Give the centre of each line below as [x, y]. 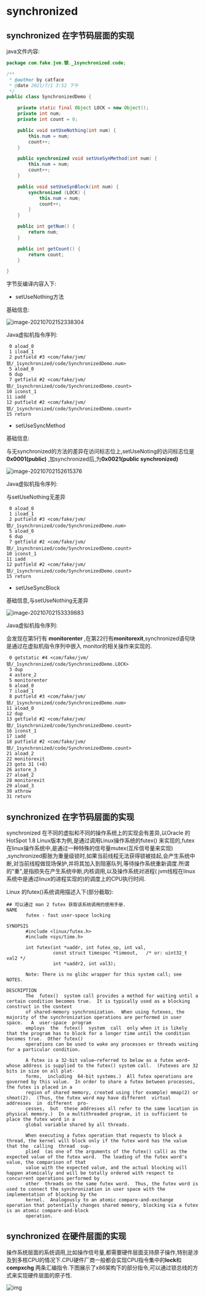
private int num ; [39, 114]
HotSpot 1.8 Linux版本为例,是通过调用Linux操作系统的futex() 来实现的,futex [100, 841]
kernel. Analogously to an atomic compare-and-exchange [99, 1200]
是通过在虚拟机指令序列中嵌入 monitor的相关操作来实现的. [79, 646]
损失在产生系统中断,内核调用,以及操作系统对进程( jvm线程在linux [114, 871]
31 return [19, 797]
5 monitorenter [28, 680]
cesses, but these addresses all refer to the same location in [112, 1109]
